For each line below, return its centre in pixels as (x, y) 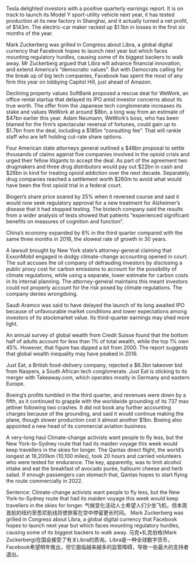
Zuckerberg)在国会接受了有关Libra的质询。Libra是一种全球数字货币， (90, 540)
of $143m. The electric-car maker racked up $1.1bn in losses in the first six (96, 27)
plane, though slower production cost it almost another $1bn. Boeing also (94, 420)
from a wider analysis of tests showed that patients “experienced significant (97, 215)
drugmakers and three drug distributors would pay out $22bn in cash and (94, 167)
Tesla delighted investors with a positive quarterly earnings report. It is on (95, 8)
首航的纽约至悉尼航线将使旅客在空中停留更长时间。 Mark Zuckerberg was (95, 513)
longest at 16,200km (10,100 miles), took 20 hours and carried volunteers (94, 456)
